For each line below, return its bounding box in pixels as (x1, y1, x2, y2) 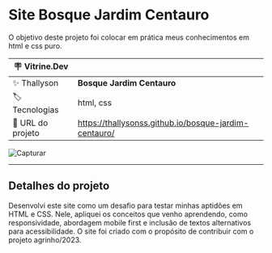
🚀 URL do (12, 117, 49, 129)
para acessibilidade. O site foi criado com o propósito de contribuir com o (8, 226, 254, 236)
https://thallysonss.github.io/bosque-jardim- (77, 117, 249, 129)
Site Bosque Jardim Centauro (8, 6, 210, 24)
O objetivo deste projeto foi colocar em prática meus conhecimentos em (8, 32, 249, 42)
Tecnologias (12, 103, 59, 115)
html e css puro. (8, 40, 62, 50)
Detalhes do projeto (8, 179, 110, 193)
